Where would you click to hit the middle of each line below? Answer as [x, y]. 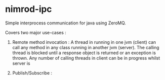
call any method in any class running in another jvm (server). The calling [86, 47]
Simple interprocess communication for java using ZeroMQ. [65, 23]
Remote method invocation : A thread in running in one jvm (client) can [84, 42]
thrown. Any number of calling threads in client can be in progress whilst [86, 58]
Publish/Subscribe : [32, 73]
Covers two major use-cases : [36, 32]
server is [21, 63]
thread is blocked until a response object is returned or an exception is [84, 53]
